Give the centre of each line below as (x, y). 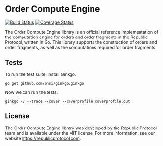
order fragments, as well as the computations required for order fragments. (81, 47)
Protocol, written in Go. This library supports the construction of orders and (81, 42)
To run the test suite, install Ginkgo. (41, 74)
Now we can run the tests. (32, 92)
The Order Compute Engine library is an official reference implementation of (82, 32)
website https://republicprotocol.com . (43, 138)
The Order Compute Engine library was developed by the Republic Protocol (81, 128)
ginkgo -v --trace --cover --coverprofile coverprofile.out (68, 101)
